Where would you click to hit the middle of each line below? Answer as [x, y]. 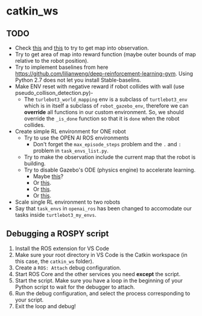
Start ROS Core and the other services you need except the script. [98, 274]
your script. [29, 300]
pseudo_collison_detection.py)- [54, 93]
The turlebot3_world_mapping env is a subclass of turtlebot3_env [106, 99]
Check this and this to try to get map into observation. [82, 48]
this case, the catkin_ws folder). [54, 261]
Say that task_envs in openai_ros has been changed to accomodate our [103, 208]
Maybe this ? [48, 176]
